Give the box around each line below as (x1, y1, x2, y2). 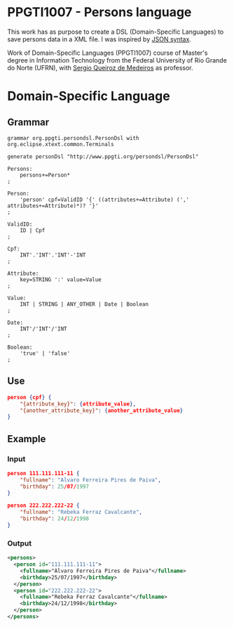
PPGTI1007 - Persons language (7, 4, 192, 20)
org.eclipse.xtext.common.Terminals (7, 141, 114, 148)
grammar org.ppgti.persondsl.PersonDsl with (7, 134, 139, 141)
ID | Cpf (20, 226, 46, 234)
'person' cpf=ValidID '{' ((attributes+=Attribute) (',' (20, 196, 190, 203)
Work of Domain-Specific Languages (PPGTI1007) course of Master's (7, 49, 208, 57)
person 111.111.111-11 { (7, 470, 80, 477)
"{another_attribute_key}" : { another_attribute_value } (20, 407, 184, 414)
